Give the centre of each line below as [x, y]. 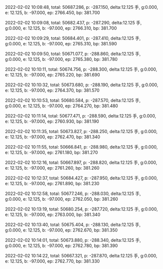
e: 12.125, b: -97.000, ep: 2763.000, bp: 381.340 [53, 214]
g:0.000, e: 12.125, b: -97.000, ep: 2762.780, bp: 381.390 [62, 246]
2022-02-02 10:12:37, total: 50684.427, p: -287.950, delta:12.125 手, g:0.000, [81, 178]
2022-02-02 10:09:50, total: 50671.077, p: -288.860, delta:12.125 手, [73, 54]
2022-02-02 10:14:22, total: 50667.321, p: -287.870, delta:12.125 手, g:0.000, [81, 256]
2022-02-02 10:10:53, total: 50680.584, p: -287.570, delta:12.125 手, [73, 100]
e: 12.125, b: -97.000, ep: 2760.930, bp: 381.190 [52, 121]
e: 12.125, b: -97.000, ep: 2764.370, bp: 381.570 [52, 90]
